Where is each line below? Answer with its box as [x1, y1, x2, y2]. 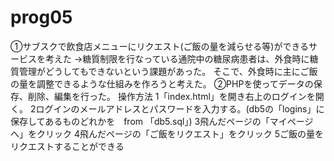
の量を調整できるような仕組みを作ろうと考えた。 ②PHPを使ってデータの [10, 77, 314, 90]
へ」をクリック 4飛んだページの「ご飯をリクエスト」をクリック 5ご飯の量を [10, 127, 324, 140]
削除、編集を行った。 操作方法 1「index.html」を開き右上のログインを [27, 90, 316, 102]
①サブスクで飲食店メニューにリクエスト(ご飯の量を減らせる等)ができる [10, 40, 310, 52]
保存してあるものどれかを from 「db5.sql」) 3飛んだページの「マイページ [10, 115, 314, 127]
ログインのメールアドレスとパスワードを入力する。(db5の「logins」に [35, 102, 325, 115]
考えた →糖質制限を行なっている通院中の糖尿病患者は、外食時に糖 [44, 52, 319, 65]
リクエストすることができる [10, 140, 125, 152]
